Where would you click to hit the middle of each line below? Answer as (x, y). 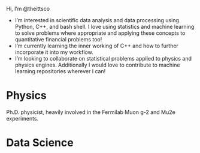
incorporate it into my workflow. (54, 52)
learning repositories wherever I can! (60, 71)
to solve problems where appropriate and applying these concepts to (100, 33)
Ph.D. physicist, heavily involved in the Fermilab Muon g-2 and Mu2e (91, 112)
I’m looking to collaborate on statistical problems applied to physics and (103, 58)
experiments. (22, 118)
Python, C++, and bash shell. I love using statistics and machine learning (104, 27)
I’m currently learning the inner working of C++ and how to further (96, 46)
